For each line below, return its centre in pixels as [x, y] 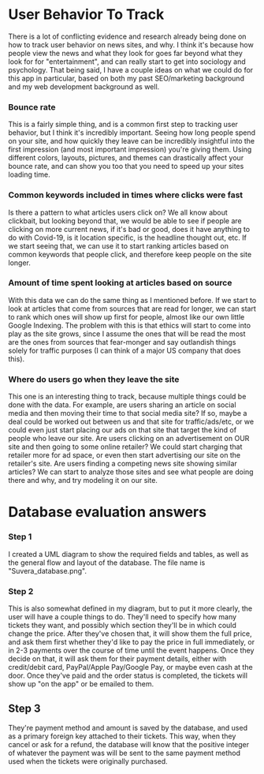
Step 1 [20, 537]
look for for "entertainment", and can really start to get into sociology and [127, 62]
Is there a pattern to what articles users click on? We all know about [118, 212]
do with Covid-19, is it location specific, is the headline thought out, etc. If [127, 237]
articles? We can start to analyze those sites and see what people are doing [131, 472]
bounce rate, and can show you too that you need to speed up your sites [126, 166]
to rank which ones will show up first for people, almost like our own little [126, 316]
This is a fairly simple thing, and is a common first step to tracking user [123, 125]
